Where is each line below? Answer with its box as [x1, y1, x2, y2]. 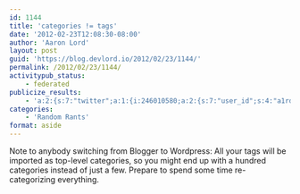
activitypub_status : [9, 72, 87, 80]
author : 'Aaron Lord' [9, 38, 90, 47]
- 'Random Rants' [25, 113, 90, 122]
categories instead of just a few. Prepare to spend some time [9, 164, 234, 175]
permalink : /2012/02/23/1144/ [9, 63, 122, 72]
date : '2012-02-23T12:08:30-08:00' [9, 30, 142, 38]
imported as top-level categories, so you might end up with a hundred [9, 156, 266, 165]
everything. [57, 174, 100, 184]
